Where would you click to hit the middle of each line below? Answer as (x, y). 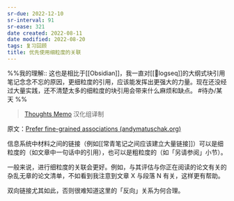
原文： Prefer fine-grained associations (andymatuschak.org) (94, 129)
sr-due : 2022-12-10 (36, 14)
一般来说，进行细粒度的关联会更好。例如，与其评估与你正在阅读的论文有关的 (117, 167)
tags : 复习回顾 (27, 46)
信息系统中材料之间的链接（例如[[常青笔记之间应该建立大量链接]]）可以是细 (116, 143)
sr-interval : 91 (31, 20)
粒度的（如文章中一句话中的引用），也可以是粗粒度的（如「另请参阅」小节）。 (117, 152)
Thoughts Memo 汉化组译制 (64, 114)
